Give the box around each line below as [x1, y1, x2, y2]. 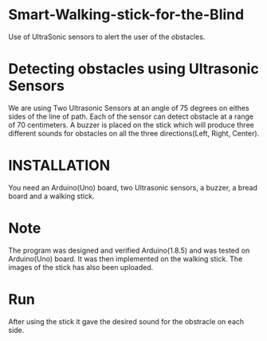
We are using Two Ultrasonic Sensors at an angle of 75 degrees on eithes [8, 103, 249, 112]
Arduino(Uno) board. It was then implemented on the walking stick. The [8, 253, 243, 264]
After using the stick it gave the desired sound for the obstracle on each [8, 316, 245, 326]
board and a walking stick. [8, 191, 95, 201]
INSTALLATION [8, 157, 110, 174]
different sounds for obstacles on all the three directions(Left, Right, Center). [8, 128, 260, 138]
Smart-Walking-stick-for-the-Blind [8, 6, 245, 24]
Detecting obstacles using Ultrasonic [8, 60, 259, 78]
